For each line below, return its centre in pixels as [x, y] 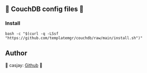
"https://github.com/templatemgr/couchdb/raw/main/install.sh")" [74, 38]
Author [16, 53]
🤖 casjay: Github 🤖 [24, 65]
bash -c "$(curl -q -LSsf [32, 34]
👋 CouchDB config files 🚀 [45, 9]
